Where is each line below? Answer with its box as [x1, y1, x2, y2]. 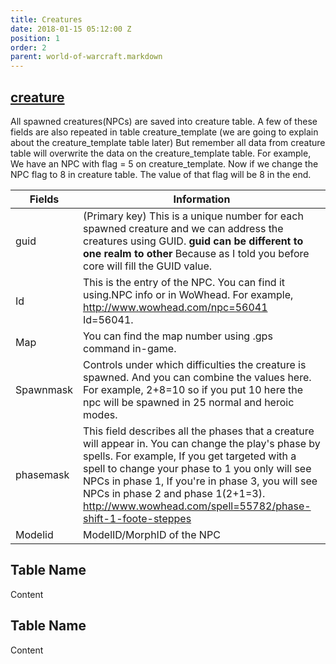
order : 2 [10, 42, 47, 53]
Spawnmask [15, 382, 73, 396]
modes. [82, 407, 118, 421]
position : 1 [10, 33, 60, 43]
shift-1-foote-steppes [82, 511, 192, 525]
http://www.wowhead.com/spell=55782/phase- [82, 499, 312, 513]
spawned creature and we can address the [82, 221, 284, 235]
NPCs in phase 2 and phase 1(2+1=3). [82, 486, 266, 500]
